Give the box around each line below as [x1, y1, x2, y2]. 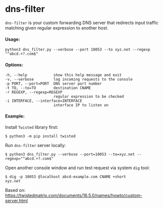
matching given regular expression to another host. [5, 25, 109, 30]
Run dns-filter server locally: [5, 142, 66, 148]
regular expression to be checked [53, 94, 124, 99]
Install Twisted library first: [5, 124, 58, 130]
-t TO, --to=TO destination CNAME [5, 86, 91, 90]
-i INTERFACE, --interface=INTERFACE [5, 98, 82, 104]
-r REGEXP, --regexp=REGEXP [5, 90, 63, 95]
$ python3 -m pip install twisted [5, 134, 76, 139]
